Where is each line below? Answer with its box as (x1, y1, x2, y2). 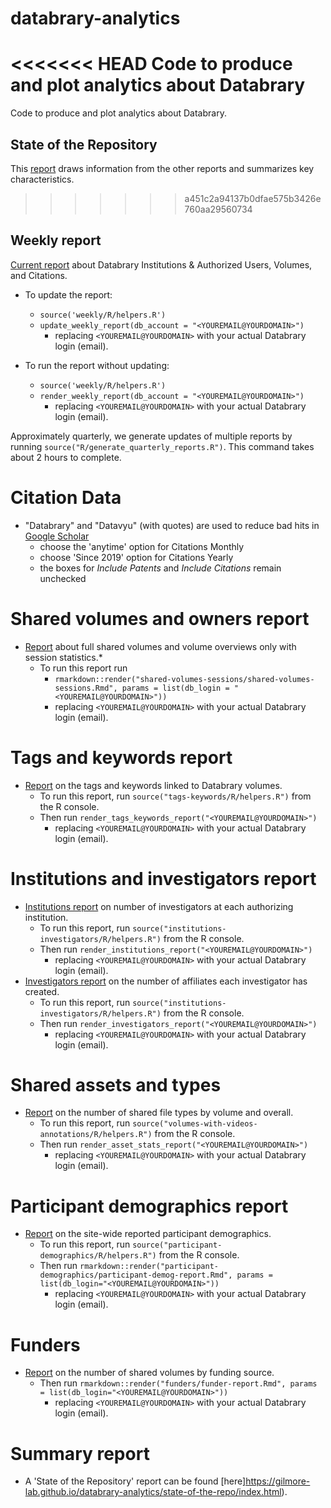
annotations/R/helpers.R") (39, 1130, 153, 1140)
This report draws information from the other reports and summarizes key (10, 162, 315, 174)
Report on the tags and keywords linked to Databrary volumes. (24, 779, 283, 791)
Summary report (10, 1442, 150, 1465)
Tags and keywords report (10, 746, 233, 769)
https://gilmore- (245, 1475, 311, 1487)
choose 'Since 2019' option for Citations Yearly (39, 551, 234, 563)
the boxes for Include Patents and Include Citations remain (39, 562, 282, 574)
